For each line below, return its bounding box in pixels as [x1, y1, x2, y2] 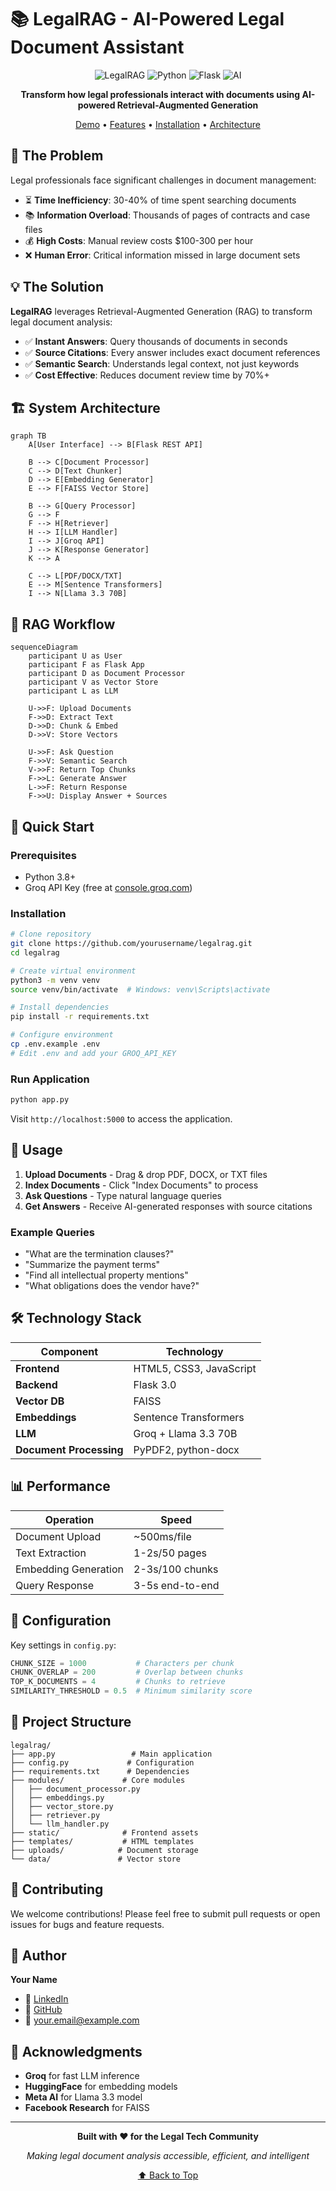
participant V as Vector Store [28, 677, 159, 688]
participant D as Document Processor [28, 669, 186, 679]
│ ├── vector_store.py [10, 1801, 114, 1811]
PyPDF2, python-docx [133, 1442, 240, 1456]
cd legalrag [10, 947, 60, 958]
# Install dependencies [10, 1002, 110, 1013]
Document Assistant [10, 36, 185, 59]
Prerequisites [10, 848, 77, 862]
